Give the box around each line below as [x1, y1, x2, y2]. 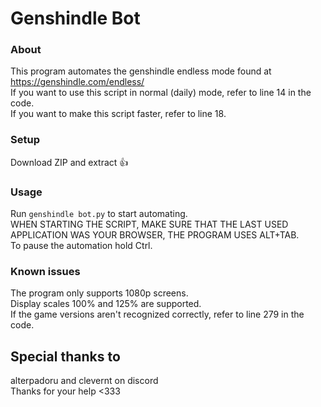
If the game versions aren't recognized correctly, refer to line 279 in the [10, 308, 305, 321]
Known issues [10, 265, 81, 278]
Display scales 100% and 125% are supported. [10, 298, 202, 310]
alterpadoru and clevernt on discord [10, 375, 159, 387]
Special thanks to [10, 348, 121, 365]
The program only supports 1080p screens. [10, 287, 189, 299]
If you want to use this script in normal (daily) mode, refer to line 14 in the [10, 87, 312, 99]
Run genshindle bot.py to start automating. [10, 208, 188, 220]
